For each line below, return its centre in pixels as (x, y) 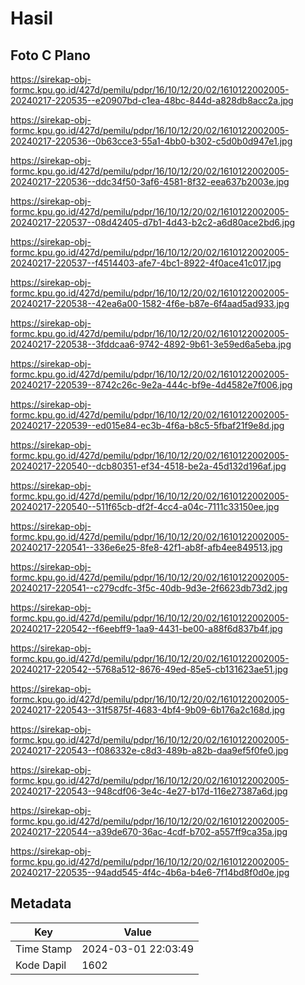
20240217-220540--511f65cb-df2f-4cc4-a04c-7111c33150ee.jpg (145, 506)
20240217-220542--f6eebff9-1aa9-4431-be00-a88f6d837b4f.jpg (146, 628)
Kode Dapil (41, 965)
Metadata (41, 903)
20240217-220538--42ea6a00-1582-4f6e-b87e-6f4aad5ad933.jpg (150, 303)
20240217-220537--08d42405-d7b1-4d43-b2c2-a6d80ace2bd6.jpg (153, 222)
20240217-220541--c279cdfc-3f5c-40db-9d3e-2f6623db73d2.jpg (149, 588)
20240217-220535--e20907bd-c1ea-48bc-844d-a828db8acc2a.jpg (152, 100)
